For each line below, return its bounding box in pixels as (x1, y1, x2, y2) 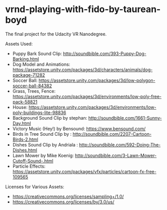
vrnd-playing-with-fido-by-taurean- (5, 4, 161, 15)
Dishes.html (12, 147, 38, 153)
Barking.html (12, 56, 39, 62)
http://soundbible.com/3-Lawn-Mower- (74, 152, 157, 159)
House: (12, 104, 28, 110)
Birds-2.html (12, 136, 39, 142)
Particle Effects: (12, 163, 46, 169)
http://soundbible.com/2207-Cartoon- (72, 131, 152, 137)
